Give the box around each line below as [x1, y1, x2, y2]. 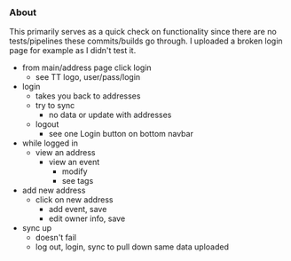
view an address [35, 147, 96, 158]
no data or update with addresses [48, 109, 172, 121]
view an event [48, 157, 100, 168]
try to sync [35, 100, 75, 111]
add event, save [48, 204, 107, 215]
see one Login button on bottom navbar [48, 129, 193, 139]
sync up [21, 223, 52, 233]
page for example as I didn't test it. [9, 45, 137, 56]
